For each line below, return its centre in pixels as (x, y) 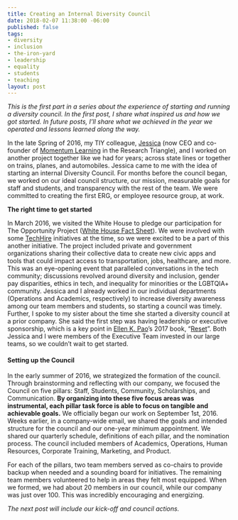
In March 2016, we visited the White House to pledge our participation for (115, 223)
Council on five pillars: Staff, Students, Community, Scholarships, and (109, 391)
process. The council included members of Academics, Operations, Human (118, 443)
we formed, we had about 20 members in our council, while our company (115, 487)
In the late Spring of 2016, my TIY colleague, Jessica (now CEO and (106, 143)
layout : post (27, 87)
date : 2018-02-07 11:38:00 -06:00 (59, 21)
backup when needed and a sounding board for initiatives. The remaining (115, 472)
